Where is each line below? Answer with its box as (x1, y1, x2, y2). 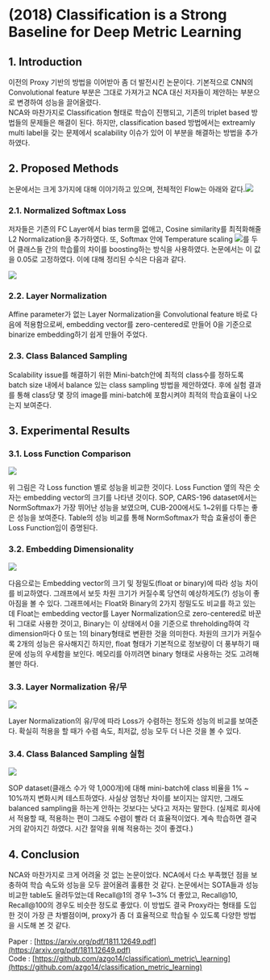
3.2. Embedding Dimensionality (8, 543, 135, 555)
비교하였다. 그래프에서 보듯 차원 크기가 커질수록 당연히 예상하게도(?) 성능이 (16, 588, 251, 598)
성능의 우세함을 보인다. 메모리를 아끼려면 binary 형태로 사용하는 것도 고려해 (23, 648, 260, 659)
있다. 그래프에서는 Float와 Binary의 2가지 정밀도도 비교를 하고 (47, 598, 242, 608)
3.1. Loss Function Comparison (8, 448, 131, 459)
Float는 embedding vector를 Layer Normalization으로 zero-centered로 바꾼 (16, 608, 262, 618)
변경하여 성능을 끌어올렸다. (16, 98, 102, 107)
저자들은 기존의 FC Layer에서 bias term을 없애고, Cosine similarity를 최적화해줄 (8, 224, 262, 234)
